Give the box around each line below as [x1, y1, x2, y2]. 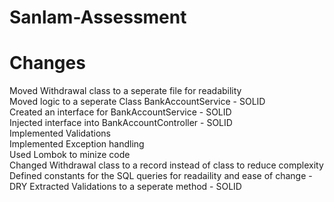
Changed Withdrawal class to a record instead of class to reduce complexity [9, 159, 324, 171]
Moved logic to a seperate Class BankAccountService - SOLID [9, 96, 266, 108]
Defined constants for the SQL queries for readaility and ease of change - [9, 170, 313, 182]
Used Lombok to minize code [9, 149, 131, 161]
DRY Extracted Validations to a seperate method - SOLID [9, 181, 242, 193]
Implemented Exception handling [9, 138, 145, 150]
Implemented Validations [9, 127, 112, 140]
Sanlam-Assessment [9, 6, 187, 29]
